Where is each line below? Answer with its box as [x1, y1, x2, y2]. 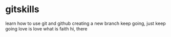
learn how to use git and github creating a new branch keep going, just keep [5, 20, 166, 26]
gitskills [5, 4, 39, 15]
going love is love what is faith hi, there [5, 25, 88, 31]
